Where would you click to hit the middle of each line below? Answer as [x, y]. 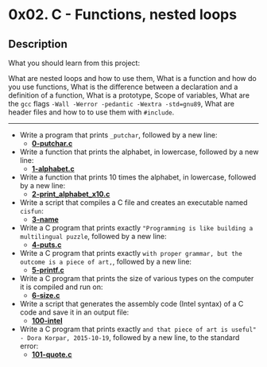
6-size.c [46, 295]
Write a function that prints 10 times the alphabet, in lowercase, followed [138, 177]
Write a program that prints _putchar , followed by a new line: [118, 135]
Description [38, 44]
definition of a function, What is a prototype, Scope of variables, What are [129, 95]
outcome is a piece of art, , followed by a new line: [106, 261]
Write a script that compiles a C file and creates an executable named [133, 203]
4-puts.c [46, 245]
